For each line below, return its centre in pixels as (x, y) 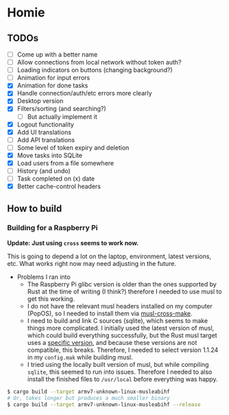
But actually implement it (62, 116)
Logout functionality (45, 124)
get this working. (51, 299)
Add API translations (46, 139)
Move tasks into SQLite (50, 155)
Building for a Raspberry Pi (52, 228)
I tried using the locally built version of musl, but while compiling (118, 364)
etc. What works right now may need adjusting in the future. (92, 263)
